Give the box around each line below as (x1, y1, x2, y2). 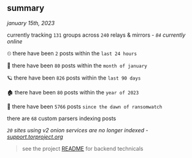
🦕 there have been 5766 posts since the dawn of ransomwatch (7, 102, 163, 110)
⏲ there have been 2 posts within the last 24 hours (7, 50, 137, 57)
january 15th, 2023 (7, 19, 55, 26)
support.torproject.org (7, 133, 63, 140)
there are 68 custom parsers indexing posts (7, 115, 117, 122)
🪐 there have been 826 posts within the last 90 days (7, 74, 141, 81)
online (7, 37, 23, 45)
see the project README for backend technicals (21, 145, 144, 152)
